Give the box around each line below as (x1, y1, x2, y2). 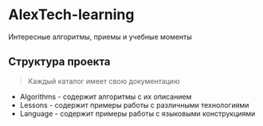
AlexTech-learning (8, 6, 135, 24)
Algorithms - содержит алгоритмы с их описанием (19, 92, 192, 101)
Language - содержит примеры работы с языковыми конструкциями (19, 108, 256, 118)
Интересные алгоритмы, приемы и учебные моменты (8, 32, 193, 41)
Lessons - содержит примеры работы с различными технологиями (19, 100, 249, 109)
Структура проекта (8, 55, 111, 69)
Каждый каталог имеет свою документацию (27, 76, 180, 85)
